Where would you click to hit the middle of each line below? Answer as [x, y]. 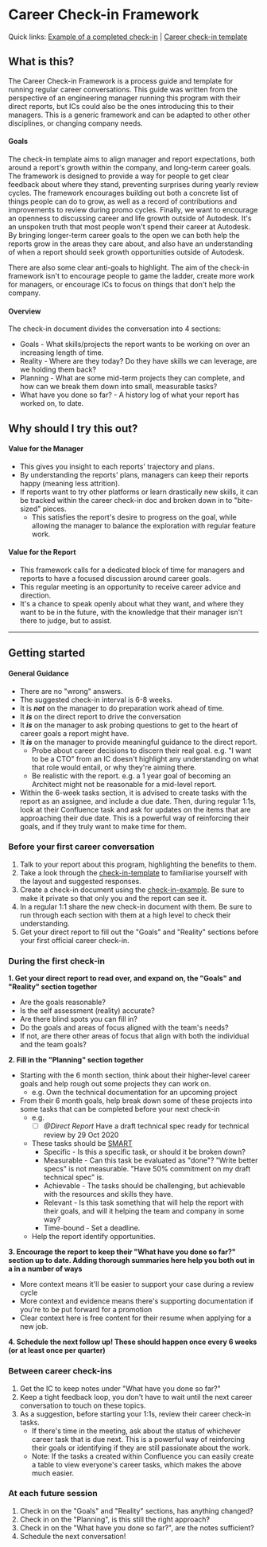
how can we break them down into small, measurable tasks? [118, 387]
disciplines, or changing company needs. [75, 123]
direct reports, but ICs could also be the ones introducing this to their [121, 106]
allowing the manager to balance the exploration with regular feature [143, 525]
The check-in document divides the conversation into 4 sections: [114, 329]
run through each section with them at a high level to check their [125, 915]
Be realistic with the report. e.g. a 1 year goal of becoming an [131, 775]
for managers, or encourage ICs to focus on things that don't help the [122, 284]
